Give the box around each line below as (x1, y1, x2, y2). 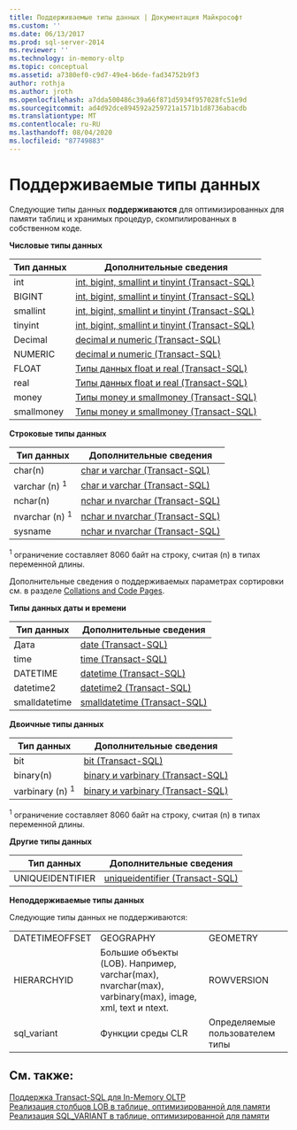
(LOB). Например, (100, 957, 177, 970)
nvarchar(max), (100, 979, 164, 992)
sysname (13, 525, 51, 538)
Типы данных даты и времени (9, 603, 126, 613)
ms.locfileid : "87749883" (9, 136, 104, 145)
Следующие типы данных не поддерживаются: (9, 911, 188, 922)
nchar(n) (13, 495, 50, 507)
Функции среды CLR (100, 1026, 188, 1039)
